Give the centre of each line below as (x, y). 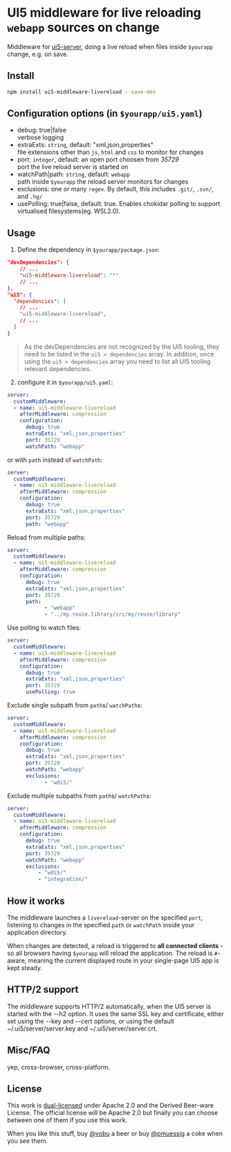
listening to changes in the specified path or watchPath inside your (101, 925)
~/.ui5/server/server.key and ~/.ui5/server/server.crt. (82, 1029)
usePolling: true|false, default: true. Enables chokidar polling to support (119, 204)
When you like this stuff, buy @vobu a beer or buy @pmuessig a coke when (115, 1134)
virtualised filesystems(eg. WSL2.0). (69, 211)
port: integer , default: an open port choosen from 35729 (98, 160)
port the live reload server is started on (73, 167)
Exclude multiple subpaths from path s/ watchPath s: (79, 796)
